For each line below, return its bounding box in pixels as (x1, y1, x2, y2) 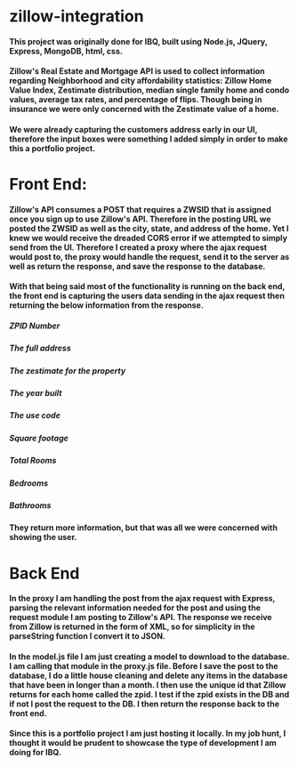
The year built (9, 388, 62, 399)
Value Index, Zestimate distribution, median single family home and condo (9, 85, 290, 95)
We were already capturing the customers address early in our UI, (9, 124, 258, 134)
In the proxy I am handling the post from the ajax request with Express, (9, 593, 276, 604)
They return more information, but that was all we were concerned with (9, 522, 278, 533)
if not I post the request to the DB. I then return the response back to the (9, 698, 280, 709)
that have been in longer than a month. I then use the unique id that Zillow (9, 679, 286, 690)
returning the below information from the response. (9, 300, 205, 310)
